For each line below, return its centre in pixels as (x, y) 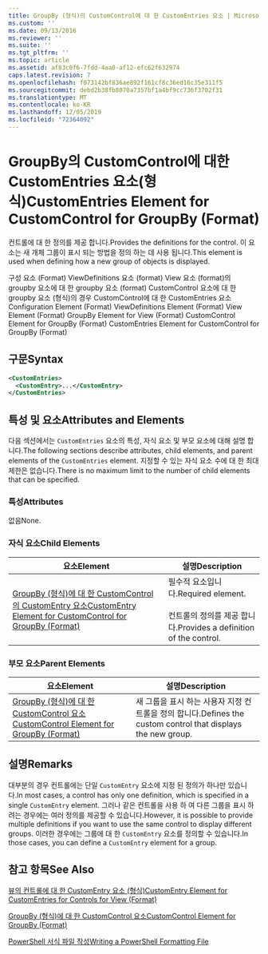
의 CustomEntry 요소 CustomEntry (75, 606)
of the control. (194, 638)
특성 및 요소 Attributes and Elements (97, 420)
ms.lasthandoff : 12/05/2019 (55, 113)
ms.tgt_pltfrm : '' (39, 53)
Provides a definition (216, 627)
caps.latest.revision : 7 (49, 75)
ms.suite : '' (30, 46)
